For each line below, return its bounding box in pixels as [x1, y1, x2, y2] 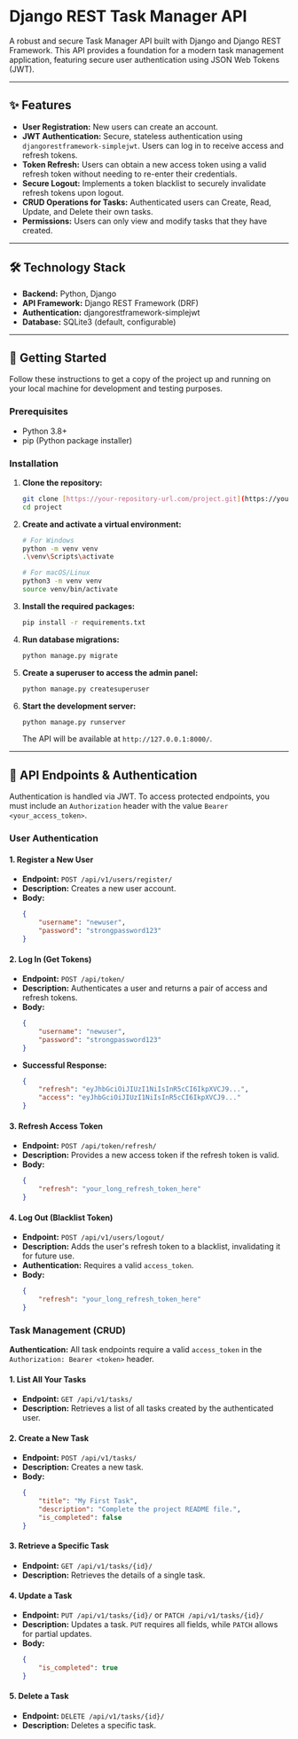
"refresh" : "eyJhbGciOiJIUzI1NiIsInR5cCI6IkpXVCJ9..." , [38, 1085, 249, 1094]
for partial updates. [21, 1629, 92, 1640]
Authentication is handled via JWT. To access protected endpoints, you [9, 791, 271, 802]
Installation [9, 457, 59, 469]
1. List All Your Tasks [9, 1374, 87, 1384]
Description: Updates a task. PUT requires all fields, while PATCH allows [21, 1619, 278, 1630]
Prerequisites [9, 405, 68, 418]
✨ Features [9, 98, 72, 113]
